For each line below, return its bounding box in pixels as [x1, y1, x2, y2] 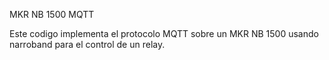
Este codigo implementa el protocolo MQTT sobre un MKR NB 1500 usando [9, 28, 319, 39]
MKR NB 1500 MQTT [9, 9, 95, 20]
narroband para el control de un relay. [9, 39, 166, 50]
